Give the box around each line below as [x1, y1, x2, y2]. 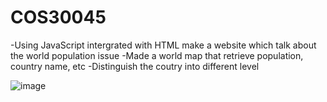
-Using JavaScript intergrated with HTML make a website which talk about [10, 39, 317, 51]
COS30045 [10, 6, 107, 29]
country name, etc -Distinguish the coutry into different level [10, 60, 260, 72]
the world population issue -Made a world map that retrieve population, [10, 49, 304, 61]
